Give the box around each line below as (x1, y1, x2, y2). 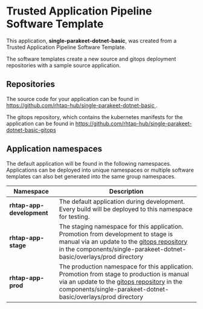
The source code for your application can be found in (6, 95, 139, 102)
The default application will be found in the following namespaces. (6, 160, 172, 167)
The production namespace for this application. (59, 262, 193, 270)
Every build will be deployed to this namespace (59, 204, 193, 213)
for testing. (59, 212, 90, 221)
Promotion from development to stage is (59, 230, 173, 238)
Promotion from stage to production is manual (59, 270, 189, 278)
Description (109, 187, 144, 195)
